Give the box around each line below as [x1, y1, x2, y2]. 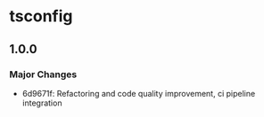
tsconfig [9, 6, 73, 27]
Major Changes [9, 68, 78, 81]
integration [21, 97, 62, 108]
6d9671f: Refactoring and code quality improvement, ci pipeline [21, 88, 256, 98]
